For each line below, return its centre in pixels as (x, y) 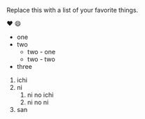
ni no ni (38, 102)
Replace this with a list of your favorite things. (72, 10)
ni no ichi (40, 95)
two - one (41, 52)
